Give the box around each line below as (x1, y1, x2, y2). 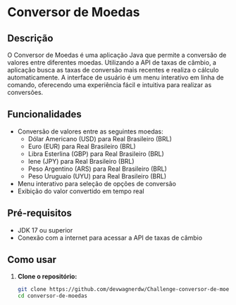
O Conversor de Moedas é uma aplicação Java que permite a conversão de (7, 51, 227, 59)
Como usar (7, 254, 57, 266)
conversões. (7, 89, 44, 96)
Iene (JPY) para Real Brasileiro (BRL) (27, 157, 135, 165)
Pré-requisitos (7, 207, 73, 219)
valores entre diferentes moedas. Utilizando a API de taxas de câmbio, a (7, 58, 217, 67)
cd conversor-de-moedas (17, 292, 88, 299)
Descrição (7, 32, 54, 44)
